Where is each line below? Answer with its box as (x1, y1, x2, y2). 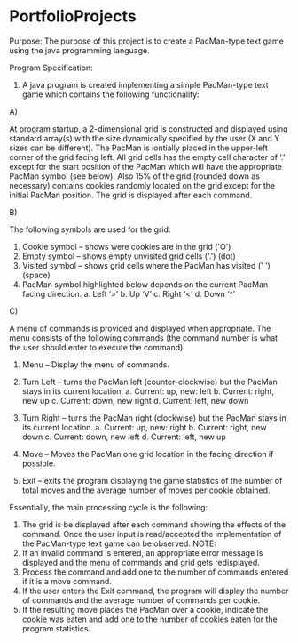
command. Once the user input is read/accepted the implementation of (21, 528, 282, 539)
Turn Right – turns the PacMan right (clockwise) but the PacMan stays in (21, 412, 286, 423)
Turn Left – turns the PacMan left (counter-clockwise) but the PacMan (21, 376, 278, 387)
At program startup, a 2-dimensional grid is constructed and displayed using (9, 123, 288, 134)
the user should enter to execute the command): (9, 342, 186, 352)
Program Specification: (9, 62, 93, 73)
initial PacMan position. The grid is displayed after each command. (9, 189, 253, 200)
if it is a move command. (21, 575, 113, 586)
